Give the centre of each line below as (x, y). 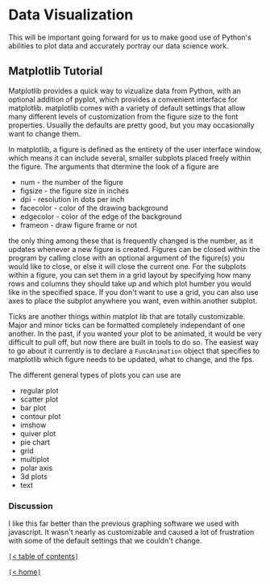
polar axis (36, 468)
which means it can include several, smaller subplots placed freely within (130, 158)
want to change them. (45, 133)
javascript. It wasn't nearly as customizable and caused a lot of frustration (131, 532)
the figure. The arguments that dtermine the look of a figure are (114, 166)
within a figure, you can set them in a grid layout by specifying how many (130, 275)
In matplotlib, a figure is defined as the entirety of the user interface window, (135, 149)
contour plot (40, 416)
